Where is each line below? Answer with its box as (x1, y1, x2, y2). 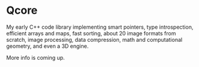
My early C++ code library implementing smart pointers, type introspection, (6, 23, 194, 31)
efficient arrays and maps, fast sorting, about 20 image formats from (6, 29, 176, 36)
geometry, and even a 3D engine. (6, 42, 89, 50)
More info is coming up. (6, 54, 65, 61)
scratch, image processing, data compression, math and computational (6, 36, 183, 43)
